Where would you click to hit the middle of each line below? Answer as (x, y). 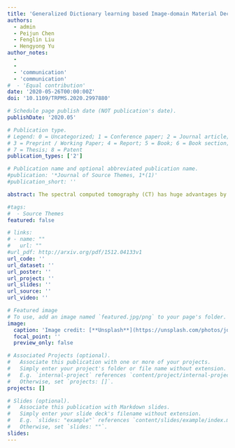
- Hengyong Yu (34, 46)
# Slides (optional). (39, 401)
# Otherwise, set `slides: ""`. (58, 427)
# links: (20, 233)
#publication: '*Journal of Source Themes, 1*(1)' (83, 176)
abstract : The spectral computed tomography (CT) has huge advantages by (117, 194)
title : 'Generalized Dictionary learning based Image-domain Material (112, 14)
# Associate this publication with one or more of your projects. (109, 362)
